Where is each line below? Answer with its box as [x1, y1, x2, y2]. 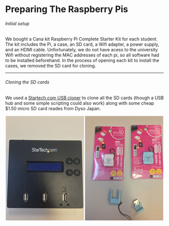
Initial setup [5, 20, 30, 26]
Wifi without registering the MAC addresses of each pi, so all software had [5, 52, 159, 58]
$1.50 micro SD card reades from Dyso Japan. [5, 105, 101, 111]
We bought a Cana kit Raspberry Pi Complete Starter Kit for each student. [5, 36, 158, 42]
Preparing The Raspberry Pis [5, 4, 128, 15]
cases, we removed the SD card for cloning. [5, 63, 97, 69]
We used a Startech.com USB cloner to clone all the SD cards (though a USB [5, 95, 164, 101]
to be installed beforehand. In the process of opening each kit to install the [5, 57, 159, 63]
